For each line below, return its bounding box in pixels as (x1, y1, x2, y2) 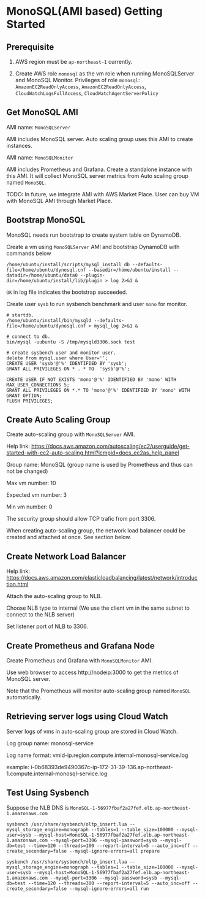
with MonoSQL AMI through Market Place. (6, 197, 113, 204)
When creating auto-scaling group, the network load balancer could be (6, 527, 185, 534)
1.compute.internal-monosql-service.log (6, 770, 108, 777)
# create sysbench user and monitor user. (6, 350, 116, 356)
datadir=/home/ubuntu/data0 (6, 272, 78, 278)
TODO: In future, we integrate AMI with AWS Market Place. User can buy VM (6, 190, 199, 198)
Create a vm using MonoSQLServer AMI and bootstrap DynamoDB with (6, 243, 180, 250)
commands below (6, 250, 51, 257)
